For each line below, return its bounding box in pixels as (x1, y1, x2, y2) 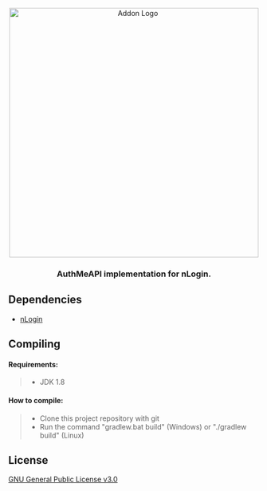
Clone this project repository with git (39, 414, 159, 423)
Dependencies (8, 293, 82, 307)
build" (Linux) (39, 430, 84, 440)
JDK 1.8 (39, 378, 65, 387)
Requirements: (8, 359, 58, 369)
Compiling (8, 338, 61, 351)
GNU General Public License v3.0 (8, 474, 118, 485)
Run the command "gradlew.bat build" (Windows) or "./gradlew (39, 422, 247, 431)
